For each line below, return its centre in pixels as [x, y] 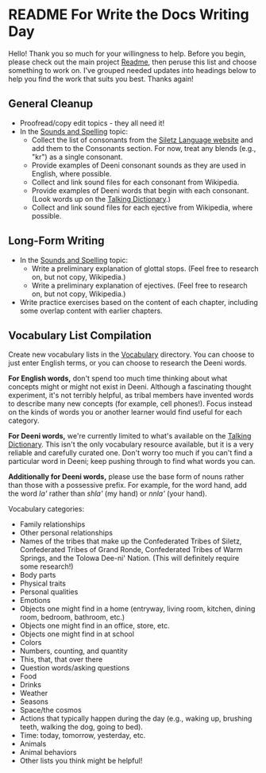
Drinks [31, 685]
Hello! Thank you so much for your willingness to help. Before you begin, [127, 53]
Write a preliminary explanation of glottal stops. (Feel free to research [145, 269]
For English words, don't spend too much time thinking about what [118, 378]
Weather [34, 694]
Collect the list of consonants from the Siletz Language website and [142, 140]
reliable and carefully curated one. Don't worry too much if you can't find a [130, 453]
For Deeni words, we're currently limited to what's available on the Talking [130, 436]
